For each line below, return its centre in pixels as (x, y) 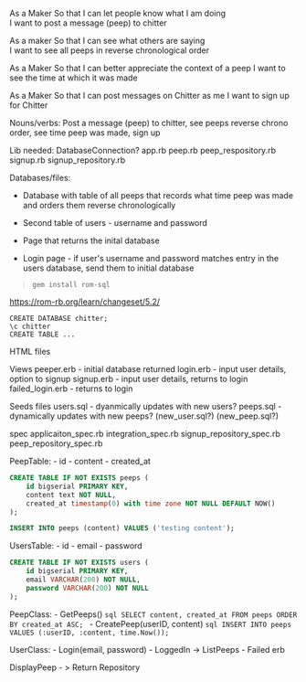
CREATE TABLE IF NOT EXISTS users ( (79, 563)
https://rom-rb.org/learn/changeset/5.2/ (85, 302)
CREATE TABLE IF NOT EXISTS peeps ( (79, 478)
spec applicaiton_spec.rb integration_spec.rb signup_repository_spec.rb (145, 434)
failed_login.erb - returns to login (71, 389)
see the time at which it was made (74, 78)
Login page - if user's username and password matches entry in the (151, 258)
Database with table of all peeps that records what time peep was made (158, 195)
